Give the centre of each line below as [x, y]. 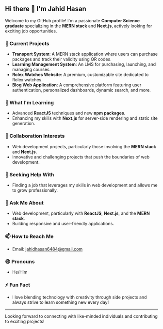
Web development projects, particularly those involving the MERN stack [84, 146]
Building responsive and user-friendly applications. [63, 224]
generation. [24, 124]
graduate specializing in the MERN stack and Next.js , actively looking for [79, 26]
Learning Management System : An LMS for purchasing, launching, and [84, 64]
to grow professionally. [35, 190]
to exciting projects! [25, 321]
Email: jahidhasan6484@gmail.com [47, 249]
